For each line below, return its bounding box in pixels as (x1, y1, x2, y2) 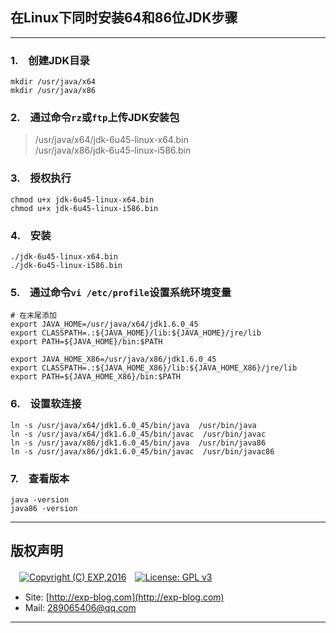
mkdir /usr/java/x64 (10, 77, 97, 87)
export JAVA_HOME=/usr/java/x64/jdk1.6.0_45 (10, 319, 199, 330)
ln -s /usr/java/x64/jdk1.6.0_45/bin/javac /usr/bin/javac (10, 429, 267, 439)
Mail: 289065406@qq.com (24, 601, 137, 613)
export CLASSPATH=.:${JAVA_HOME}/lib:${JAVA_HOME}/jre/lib (10, 328, 262, 338)
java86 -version (10, 503, 78, 513)
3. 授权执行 (10, 171, 72, 185)
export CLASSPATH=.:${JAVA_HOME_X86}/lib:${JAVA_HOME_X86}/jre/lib (10, 363, 298, 373)
